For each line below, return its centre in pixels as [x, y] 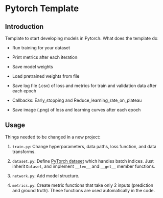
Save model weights [33, 67]
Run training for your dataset [41, 48]
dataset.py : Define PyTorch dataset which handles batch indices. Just [83, 161]
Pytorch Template [42, 9]
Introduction [24, 27]
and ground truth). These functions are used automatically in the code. [83, 190]
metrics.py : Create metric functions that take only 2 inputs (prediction [83, 185]
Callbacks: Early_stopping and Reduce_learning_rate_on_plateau [77, 100]
